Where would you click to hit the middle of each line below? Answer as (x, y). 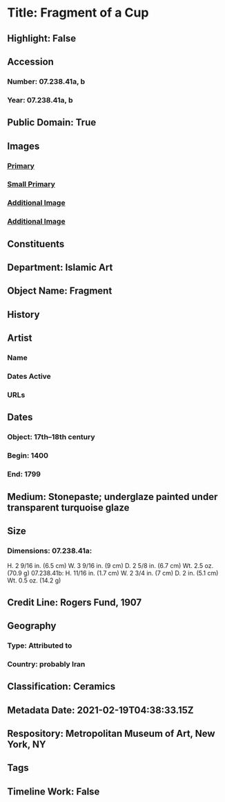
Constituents (36, 244)
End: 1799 (24, 474)
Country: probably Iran (46, 664)
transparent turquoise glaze (68, 507)
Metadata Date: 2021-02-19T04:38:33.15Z (100, 710)
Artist (20, 338)
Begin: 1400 (28, 456)
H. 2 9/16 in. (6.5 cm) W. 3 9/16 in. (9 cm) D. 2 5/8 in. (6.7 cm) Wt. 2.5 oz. (110, 566)
